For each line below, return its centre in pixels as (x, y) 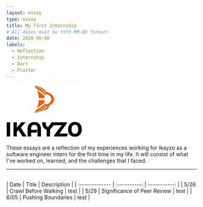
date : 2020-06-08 (28, 38)
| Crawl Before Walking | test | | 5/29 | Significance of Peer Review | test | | (99, 191)
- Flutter (24, 70)
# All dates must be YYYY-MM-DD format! (58, 32)
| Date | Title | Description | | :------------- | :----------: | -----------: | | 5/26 (101, 184)
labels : (16, 45)
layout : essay (24, 13)
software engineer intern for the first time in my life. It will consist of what (97, 154)
